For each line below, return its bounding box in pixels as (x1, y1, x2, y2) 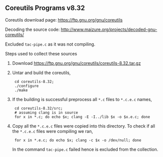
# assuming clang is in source (14, 110, 78, 115)
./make (14, 88, 28, 93)
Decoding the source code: (5, 26, 60, 32)
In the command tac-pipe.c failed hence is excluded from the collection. (12, 146, 159, 152)
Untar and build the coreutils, (12, 70, 71, 76)
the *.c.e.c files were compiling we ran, (12, 128, 93, 134)
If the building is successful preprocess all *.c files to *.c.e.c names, (12, 96, 152, 102)
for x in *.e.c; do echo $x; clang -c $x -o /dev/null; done (14, 137, 142, 143)
